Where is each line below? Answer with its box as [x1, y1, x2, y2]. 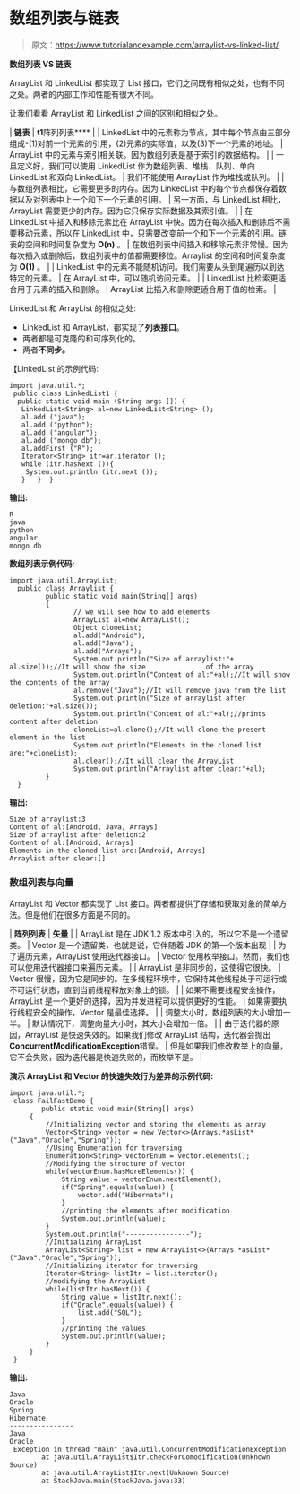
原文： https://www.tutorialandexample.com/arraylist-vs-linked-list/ [30, 39, 279, 50]
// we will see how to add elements [73, 607, 210, 617]
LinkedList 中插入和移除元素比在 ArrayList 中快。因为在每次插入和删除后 [9, 216, 276, 227]
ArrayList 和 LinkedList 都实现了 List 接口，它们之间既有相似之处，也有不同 [9, 77, 285, 88]
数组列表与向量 [9, 876, 74, 888]
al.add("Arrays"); [73, 646, 142, 655]
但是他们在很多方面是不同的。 [24, 910, 135, 920]
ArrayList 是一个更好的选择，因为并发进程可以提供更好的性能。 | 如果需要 [9, 996, 279, 1006]
